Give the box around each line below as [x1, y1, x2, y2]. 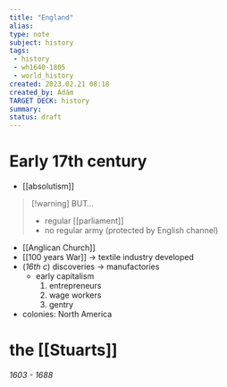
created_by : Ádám [9, 88, 74, 97]
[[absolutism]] [21, 181, 74, 192]
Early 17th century [9, 151, 147, 172]
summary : [9, 105, 42, 114]
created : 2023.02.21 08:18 [9, 80, 110, 88]
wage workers [48, 290, 102, 300]
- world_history [13, 72, 74, 80]
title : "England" [9, 13, 74, 22]
